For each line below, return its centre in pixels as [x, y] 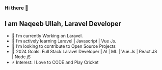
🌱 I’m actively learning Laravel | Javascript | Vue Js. [64, 41]
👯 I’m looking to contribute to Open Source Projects [64, 46]
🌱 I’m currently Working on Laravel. [47, 35]
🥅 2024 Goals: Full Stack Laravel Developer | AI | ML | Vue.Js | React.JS [84, 51]
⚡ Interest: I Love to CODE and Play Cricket [55, 62]
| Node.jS [21, 57]
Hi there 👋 [17, 8]
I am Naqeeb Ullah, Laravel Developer [63, 24]
